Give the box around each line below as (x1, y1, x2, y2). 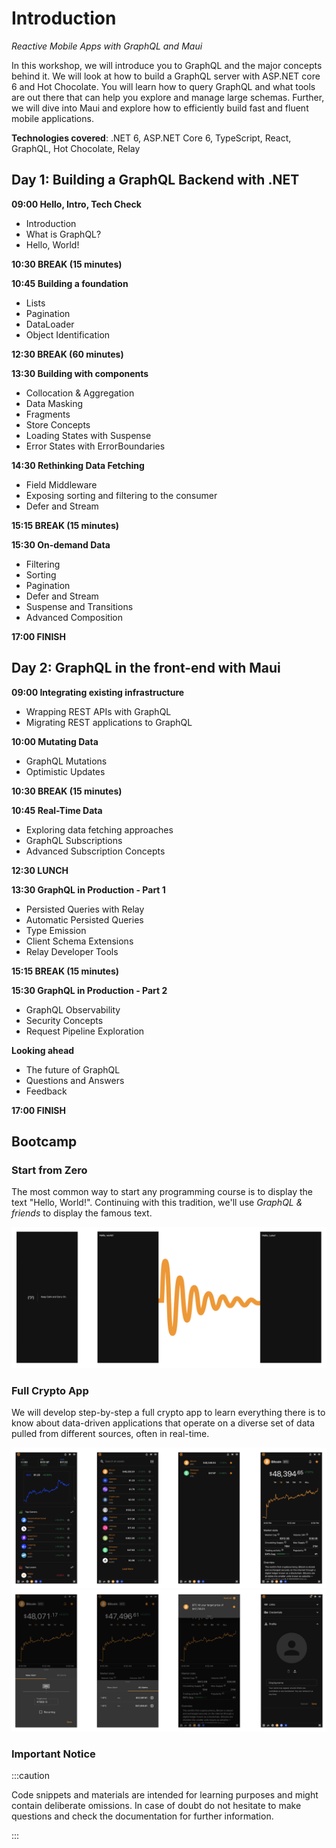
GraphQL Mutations (25, 755, 108, 767)
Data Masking (25, 397, 84, 409)
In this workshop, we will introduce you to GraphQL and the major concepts (11, 59, 323, 71)
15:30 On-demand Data (11, 538, 111, 551)
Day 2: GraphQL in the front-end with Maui (11, 660, 281, 677)
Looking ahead (11, 1044, 75, 1056)
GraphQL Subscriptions (25, 834, 123, 846)
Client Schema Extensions (25, 935, 134, 947)
